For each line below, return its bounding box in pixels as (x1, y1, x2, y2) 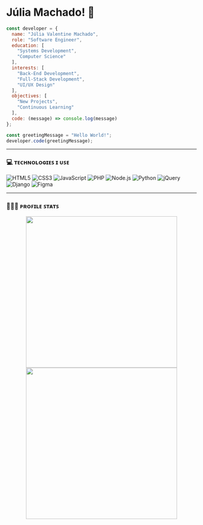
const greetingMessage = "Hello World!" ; (6, 132, 112, 138)
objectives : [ (11, 93, 47, 99)
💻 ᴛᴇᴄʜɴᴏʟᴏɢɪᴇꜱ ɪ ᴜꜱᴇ (6, 158, 69, 167)
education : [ (11, 42, 45, 48)
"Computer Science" (17, 54, 66, 60)
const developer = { (6, 25, 59, 31)
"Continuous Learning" (17, 104, 74, 111)
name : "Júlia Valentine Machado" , (11, 31, 98, 37)
